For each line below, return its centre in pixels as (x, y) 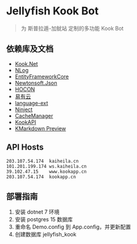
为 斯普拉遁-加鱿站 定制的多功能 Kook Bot (72, 28)
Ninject (24, 109)
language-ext (31, 103)
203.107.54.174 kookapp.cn (41, 177)
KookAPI (25, 122)
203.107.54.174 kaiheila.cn (42, 161)
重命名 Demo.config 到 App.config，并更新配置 (73, 227)
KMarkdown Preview (40, 128)
